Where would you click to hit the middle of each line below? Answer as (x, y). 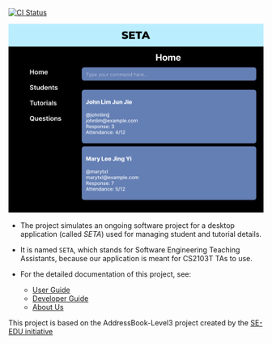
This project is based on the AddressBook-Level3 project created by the (129, 323)
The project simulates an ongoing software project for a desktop (127, 226)
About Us (48, 307)
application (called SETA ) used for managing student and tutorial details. (140, 234)
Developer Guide (60, 299)
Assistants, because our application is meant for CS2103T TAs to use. (136, 259)
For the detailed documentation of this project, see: (106, 274)
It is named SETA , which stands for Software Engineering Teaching (130, 250)
